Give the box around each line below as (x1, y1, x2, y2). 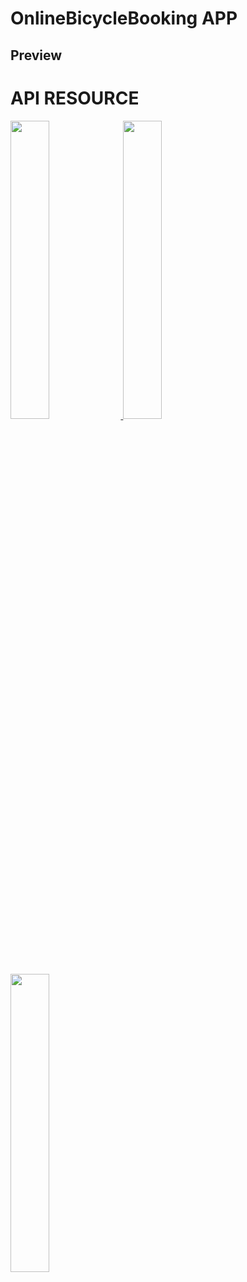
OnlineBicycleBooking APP (10, 7, 238, 30)
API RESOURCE (10, 87, 140, 109)
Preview (10, 47, 63, 64)
